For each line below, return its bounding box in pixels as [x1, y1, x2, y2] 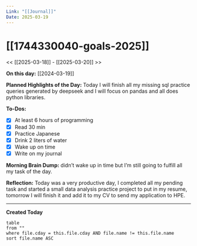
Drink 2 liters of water [14, 136, 67, 144]
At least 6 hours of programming [14, 117, 94, 124]
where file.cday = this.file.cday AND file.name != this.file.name [6, 230, 175, 236]
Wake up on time [14, 143, 56, 150]
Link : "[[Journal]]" [6, 8, 57, 15]
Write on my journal [14, 150, 62, 157]
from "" [6, 225, 25, 231]
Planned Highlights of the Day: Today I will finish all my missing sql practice [6, 82, 191, 89]
